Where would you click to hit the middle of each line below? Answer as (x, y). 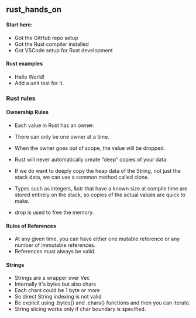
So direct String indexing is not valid (58, 297)
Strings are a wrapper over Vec (52, 278)
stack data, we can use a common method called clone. (82, 177)
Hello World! (30, 76)
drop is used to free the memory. (54, 212)
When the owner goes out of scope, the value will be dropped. (90, 148)
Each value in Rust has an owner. (54, 125)
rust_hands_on (34, 10)
